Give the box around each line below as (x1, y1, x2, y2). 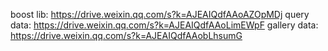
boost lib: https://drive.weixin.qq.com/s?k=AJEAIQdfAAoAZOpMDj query (10, 9, 310, 20)
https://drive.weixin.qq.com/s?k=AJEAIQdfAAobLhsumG (10, 30, 243, 41)
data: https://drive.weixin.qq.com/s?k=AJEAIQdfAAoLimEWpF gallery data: (10, 19, 319, 31)
